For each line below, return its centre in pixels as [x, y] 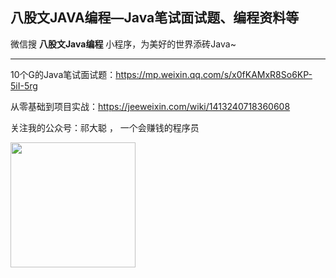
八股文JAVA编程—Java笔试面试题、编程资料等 [155, 18]
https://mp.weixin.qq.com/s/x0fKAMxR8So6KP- [214, 74]
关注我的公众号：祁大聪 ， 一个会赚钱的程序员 [105, 127]
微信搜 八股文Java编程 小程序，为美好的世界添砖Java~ [123, 44]
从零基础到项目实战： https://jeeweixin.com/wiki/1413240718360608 [150, 106]
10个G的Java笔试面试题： [63, 74]
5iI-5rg [24, 85]
